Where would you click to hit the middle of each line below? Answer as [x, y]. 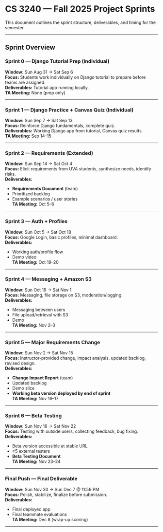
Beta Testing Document [36, 457]
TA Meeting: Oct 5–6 [33, 204]
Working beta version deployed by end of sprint [61, 393]
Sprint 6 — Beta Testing [33, 416]
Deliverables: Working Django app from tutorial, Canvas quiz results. [74, 130]
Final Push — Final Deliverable [41, 479]
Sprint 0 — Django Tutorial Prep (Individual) [57, 61]
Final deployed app [31, 509]
